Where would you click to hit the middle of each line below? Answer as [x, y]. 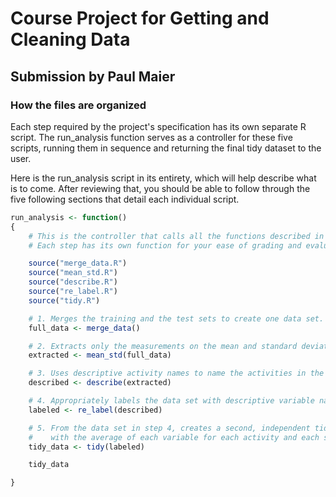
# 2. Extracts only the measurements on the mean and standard [163, 346]
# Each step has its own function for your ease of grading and [165, 245]
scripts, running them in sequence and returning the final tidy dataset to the [166, 148]
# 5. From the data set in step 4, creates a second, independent [169, 428]
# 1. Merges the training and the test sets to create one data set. [176, 318]
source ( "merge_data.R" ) [78, 263]
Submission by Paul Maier [93, 76]
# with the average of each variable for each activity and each [174, 437]
